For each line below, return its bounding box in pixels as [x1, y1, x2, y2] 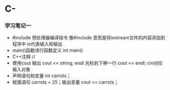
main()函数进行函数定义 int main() [12, 47, 83, 53]
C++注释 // [12, 54, 35, 60]
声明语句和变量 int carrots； [12, 73, 71, 79]
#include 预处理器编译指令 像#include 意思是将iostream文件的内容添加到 [12, 35, 165, 41]
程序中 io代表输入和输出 [12, 41, 62, 47]
